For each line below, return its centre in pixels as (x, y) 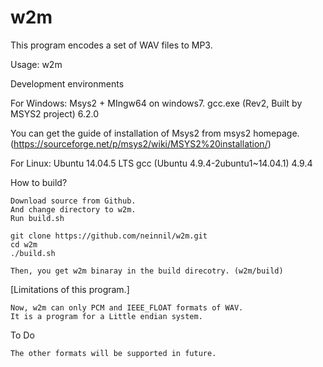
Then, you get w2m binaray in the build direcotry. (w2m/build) (147, 271)
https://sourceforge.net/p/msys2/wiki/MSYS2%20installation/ (140, 143)
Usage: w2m (36, 64)
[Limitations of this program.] (70, 289)
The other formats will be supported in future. (113, 353)
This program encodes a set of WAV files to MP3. (111, 45)
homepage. (276, 133)
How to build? (39, 182)
